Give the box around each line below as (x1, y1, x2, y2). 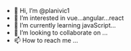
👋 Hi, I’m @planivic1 (13, 7, 70, 14)
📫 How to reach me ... (13, 37, 78, 44)
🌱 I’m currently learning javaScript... (13, 21, 116, 29)
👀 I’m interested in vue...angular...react (13, 14, 124, 22)
